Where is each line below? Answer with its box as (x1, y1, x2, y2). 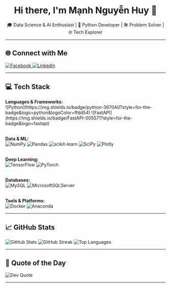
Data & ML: (5, 135, 29, 141)
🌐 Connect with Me (5, 49, 68, 57)
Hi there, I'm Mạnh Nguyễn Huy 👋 (14, 5, 157, 16)
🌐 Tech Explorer (68, 29, 103, 35)
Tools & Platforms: (5, 197, 45, 204)
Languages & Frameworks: (5, 99, 63, 105)
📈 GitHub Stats (5, 223, 55, 232)
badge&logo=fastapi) (5, 120, 50, 126)
